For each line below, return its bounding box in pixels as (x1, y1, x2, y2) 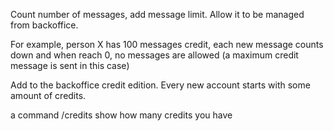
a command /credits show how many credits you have (10, 109, 233, 121)
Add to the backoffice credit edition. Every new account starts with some (10, 79, 311, 91)
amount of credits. (10, 90, 87, 101)
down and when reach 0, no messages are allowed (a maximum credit (10, 49, 299, 61)
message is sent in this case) (10, 60, 130, 71)
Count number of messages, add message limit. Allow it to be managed (10, 9, 305, 20)
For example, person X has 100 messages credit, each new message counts (10, 39, 324, 50)
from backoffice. (10, 19, 79, 31)
